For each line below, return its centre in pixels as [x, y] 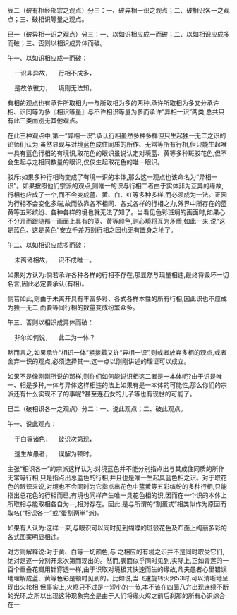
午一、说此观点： [32, 424]
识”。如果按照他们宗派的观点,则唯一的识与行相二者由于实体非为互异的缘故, [116, 186]
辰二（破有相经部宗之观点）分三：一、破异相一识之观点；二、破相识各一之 [115, 10]
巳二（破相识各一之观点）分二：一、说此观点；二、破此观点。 [97, 409]
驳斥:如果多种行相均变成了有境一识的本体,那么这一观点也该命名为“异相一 [113, 177]
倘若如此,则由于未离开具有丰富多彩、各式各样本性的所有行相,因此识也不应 [114, 299]
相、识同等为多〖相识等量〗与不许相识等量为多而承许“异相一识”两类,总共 [113, 112]
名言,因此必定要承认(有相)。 [48, 284]
